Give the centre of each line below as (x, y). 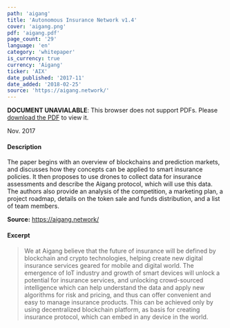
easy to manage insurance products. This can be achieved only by (119, 302)
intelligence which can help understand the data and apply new (114, 287)
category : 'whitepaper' (41, 52)
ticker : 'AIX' (28, 71)
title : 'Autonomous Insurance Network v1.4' (72, 20)
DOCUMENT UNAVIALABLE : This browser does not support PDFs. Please (113, 110)
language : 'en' (29, 46)
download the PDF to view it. (48, 117)
